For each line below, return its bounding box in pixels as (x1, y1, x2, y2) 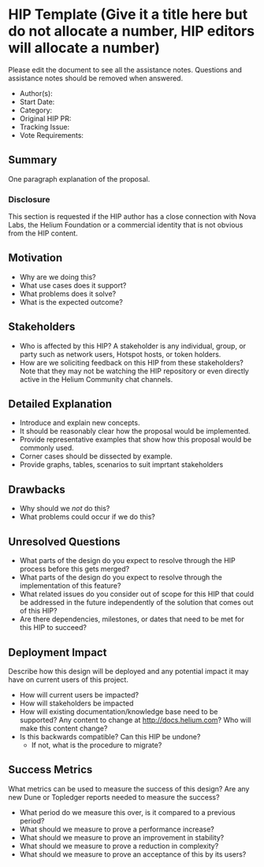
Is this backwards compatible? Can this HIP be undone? (19, 732, 201, 741)
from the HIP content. (8, 228, 78, 238)
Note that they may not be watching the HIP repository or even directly (19, 366, 250, 376)
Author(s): (19, 88, 53, 98)
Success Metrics (8, 763, 93, 776)
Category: (19, 105, 53, 115)
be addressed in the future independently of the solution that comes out (19, 598, 254, 607)
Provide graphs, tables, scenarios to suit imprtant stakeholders (19, 460, 224, 469)
